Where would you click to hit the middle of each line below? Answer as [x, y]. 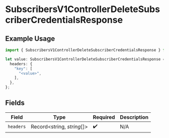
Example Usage [30, 39]
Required [104, 117]
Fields [15, 103]
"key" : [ [23, 68]
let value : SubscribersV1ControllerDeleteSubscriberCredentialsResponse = [85, 59]
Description [134, 117]
